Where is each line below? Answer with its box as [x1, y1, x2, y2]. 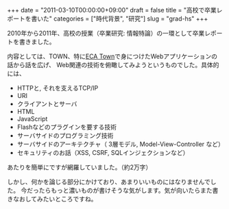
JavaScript [16, 115, 48, 123]
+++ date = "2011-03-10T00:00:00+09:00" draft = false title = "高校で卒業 [7, 6, 217, 14]
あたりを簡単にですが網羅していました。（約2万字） [7, 163, 152, 171]
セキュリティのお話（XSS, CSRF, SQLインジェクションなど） [16, 149, 189, 156]
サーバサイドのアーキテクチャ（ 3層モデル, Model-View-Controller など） [16, 140, 225, 148]
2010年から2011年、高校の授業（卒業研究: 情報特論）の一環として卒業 [7, 29, 205, 37]
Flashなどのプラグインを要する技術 [16, 123, 117, 131]
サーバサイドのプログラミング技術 [16, 132, 114, 139]
